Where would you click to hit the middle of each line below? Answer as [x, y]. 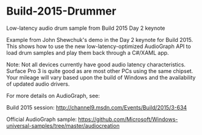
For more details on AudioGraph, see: [53, 95]
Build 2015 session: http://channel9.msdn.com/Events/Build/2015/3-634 [97, 107]
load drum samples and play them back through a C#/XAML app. [88, 52]
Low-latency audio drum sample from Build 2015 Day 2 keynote [86, 28]
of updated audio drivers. [38, 84]
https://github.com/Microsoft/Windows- [128, 119]
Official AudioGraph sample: [42, 119]
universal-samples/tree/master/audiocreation [63, 125]
